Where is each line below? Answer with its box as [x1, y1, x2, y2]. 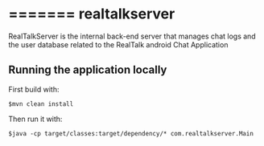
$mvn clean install [8, 99, 74, 108]
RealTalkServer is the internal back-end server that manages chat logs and [8, 31, 256, 41]
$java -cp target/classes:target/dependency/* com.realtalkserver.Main [8, 129, 254, 137]
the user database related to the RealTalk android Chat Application [8, 39, 229, 49]
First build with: [8, 84, 60, 94]
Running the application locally [8, 63, 167, 77]
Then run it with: [8, 114, 63, 124]
